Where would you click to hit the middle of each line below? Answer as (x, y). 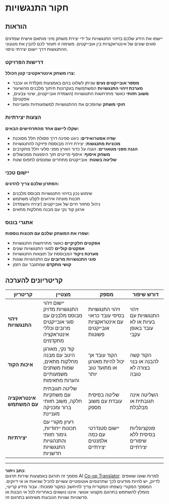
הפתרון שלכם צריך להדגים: (32, 183)
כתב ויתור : (16, 471)
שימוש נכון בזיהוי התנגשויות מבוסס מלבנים (52, 193)
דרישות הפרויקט (24, 62)
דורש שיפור (146, 294)
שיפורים (138, 441)
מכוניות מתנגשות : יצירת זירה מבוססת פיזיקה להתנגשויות (66, 143)
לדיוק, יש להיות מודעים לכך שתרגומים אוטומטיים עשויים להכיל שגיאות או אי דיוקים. (82, 481)
